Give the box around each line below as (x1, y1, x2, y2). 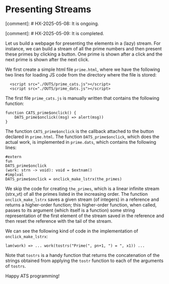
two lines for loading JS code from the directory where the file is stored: (5, 71, 157, 78)
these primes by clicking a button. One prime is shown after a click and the (5, 51, 162, 57)
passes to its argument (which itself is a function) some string (5, 207, 135, 213)
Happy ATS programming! (5, 273, 60, 279)
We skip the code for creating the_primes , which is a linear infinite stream (5, 185, 160, 192)
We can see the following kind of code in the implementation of (5, 228, 138, 234)
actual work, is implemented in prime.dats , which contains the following (5, 139, 157, 145)
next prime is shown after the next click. (5, 56, 89, 62)
